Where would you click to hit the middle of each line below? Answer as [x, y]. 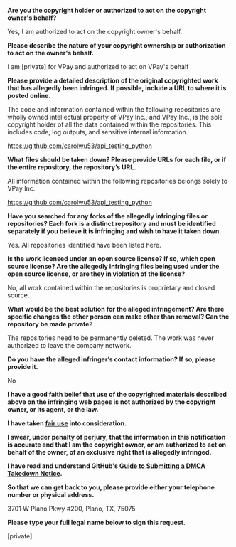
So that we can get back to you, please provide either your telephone [111, 487]
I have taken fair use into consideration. [67, 423]
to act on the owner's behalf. [50, 53]
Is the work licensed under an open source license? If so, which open [111, 259]
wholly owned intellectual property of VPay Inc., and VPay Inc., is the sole [115, 117]
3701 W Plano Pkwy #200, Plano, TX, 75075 [72, 509]
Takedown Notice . [35, 473]
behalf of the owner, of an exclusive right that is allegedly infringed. [109, 452]
